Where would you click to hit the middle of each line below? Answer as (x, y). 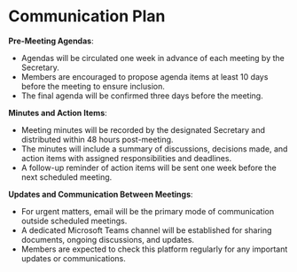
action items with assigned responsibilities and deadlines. (126, 158)
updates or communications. (73, 258)
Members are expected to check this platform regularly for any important (154, 249)
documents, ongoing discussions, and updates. (108, 239)
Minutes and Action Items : (58, 113)
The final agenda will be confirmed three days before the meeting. (142, 96)
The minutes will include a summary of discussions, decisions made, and (154, 149)
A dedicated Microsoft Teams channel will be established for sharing (146, 230)
